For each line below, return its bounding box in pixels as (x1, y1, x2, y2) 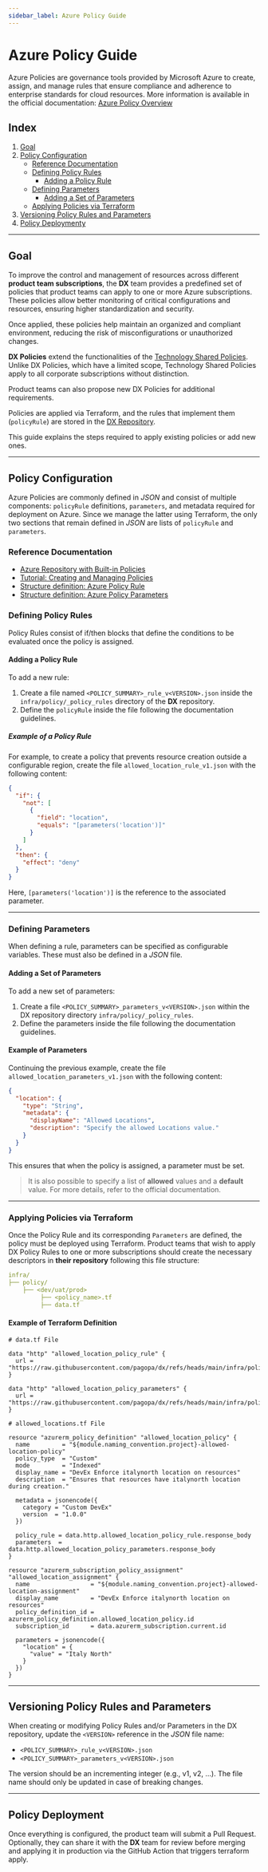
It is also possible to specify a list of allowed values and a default (27, 1176, 244, 1186)
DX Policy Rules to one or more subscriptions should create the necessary (8, 1247, 253, 1257)
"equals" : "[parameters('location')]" (37, 821, 166, 830)
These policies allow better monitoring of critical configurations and (8, 296, 231, 306)
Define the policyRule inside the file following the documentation (19, 705, 234, 714)
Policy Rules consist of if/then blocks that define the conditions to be (8, 628, 235, 638)
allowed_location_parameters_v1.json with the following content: (8, 1071, 223, 1081)
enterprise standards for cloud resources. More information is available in (8, 89, 250, 99)
